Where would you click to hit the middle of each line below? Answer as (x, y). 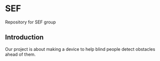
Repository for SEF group (31, 22)
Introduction (24, 37)
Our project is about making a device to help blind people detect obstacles (80, 49)
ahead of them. (20, 54)
